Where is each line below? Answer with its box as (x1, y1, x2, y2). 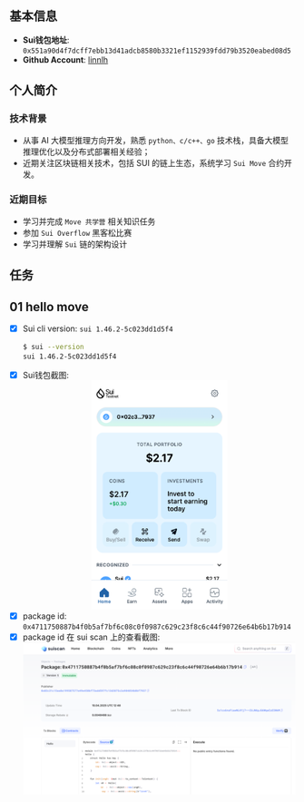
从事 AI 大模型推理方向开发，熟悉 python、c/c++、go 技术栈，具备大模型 (22, 134, 289, 145)
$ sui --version (22, 343, 84, 352)
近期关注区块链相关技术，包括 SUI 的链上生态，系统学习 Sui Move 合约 (22, 157, 284, 168)
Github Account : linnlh (22, 54, 109, 65)
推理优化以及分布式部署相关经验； (22, 146, 151, 157)
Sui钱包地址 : (22, 34, 70, 45)
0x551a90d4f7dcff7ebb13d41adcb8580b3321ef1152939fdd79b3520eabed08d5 (22, 46, 292, 55)
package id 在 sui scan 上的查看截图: (22, 631, 161, 642)
